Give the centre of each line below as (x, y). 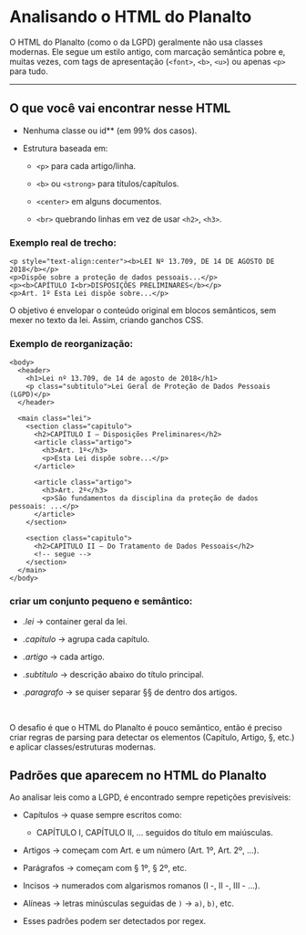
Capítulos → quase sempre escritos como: (102, 815)
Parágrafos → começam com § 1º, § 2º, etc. (104, 868)
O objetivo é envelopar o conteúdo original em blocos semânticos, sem (143, 310)
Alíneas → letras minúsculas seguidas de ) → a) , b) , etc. (128, 903)
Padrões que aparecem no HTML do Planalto (138, 776)
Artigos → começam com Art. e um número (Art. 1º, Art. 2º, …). (141, 850)
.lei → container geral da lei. (75, 621)
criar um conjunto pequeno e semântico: (101, 602)
